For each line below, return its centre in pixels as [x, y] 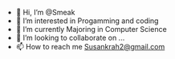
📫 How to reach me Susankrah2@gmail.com [90, 47]
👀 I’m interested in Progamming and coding [87, 21]
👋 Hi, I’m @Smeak [45, 12]
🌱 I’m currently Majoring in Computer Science [91, 29]
